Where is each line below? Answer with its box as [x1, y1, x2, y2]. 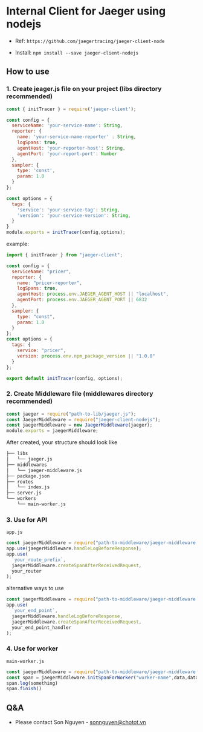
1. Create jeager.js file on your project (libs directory [6, 85, 162, 93]
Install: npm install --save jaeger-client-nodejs [14, 48, 139, 56]
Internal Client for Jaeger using [6, 4, 166, 18]
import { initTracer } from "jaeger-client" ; [6, 252, 123, 258]
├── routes [6, 479, 34, 485]
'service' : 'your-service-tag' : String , [17, 207, 120, 213]
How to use [6, 67, 50, 77]
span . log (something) [6, 680, 59, 686]
